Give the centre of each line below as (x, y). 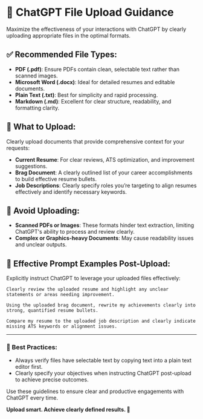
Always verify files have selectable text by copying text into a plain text (103, 360)
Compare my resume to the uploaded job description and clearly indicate (101, 321)
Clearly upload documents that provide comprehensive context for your (95, 141)
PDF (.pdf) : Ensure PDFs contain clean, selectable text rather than (97, 69)
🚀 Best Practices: (32, 348)
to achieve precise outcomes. (52, 380)
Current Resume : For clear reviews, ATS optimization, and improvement (105, 159)
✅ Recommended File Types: (62, 55)
